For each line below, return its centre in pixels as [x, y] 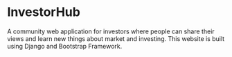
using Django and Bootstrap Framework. [65, 46]
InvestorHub [44, 12]
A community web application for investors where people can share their [111, 31]
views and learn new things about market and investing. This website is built [116, 38]
